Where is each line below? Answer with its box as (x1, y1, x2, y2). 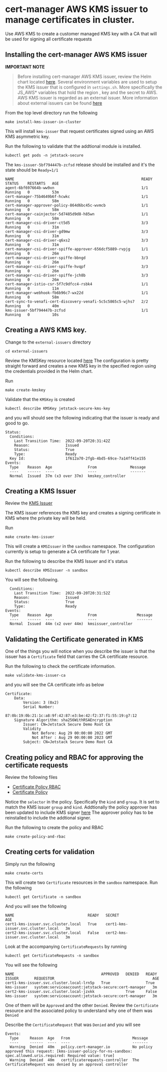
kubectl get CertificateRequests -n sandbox (5, 953, 99, 958)
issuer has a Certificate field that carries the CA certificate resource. (5, 653, 149, 659)
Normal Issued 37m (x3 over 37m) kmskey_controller (9, 473, 126, 478)
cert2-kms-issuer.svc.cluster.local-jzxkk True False (5, 989, 157, 994)
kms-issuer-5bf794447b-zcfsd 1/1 (5, 307, 149, 313)
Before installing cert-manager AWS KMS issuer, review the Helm (17, 73, 152, 79)
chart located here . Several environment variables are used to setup (17, 78, 157, 84)
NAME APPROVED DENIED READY (5, 971, 157, 976)
